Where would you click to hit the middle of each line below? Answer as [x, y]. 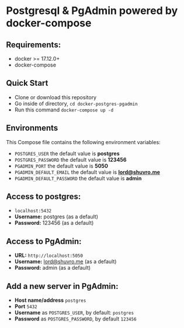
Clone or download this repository [55, 97]
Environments [32, 128]
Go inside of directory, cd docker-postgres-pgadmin [76, 103]
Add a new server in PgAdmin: [62, 286]
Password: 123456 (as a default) [54, 223]
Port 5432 [26, 306]
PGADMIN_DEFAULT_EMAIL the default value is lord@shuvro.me [87, 172]
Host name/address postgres [50, 300]
